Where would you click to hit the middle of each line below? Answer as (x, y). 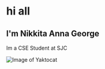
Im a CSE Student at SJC (37, 48)
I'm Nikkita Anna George (53, 34)
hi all (18, 11)
